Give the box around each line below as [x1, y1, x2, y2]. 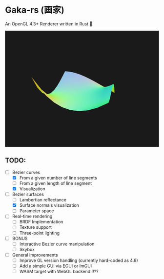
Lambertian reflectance [19, 197, 67, 203]
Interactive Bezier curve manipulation [19, 241, 95, 247]
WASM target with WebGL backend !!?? [19, 268, 99, 274]
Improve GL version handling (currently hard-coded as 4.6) [19, 257, 138, 263]
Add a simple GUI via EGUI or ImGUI [19, 263, 92, 269]
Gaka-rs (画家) [5, 4, 64, 16]
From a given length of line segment [19, 180, 92, 186]
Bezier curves [12, 169, 41, 175]
